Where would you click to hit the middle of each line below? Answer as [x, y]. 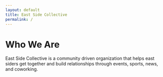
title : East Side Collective [36, 15]
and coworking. [22, 69]
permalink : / [19, 19]
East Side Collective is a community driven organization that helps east [80, 58]
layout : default [22, 10]
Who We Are [32, 44]
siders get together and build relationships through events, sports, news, [82, 64]
